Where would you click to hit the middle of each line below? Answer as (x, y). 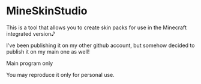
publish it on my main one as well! (48, 51)
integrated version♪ (31, 33)
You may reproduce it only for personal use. (61, 74)
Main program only (30, 63)
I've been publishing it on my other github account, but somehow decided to (100, 45)
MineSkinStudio (47, 11)
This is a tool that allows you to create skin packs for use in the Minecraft (97, 27)
